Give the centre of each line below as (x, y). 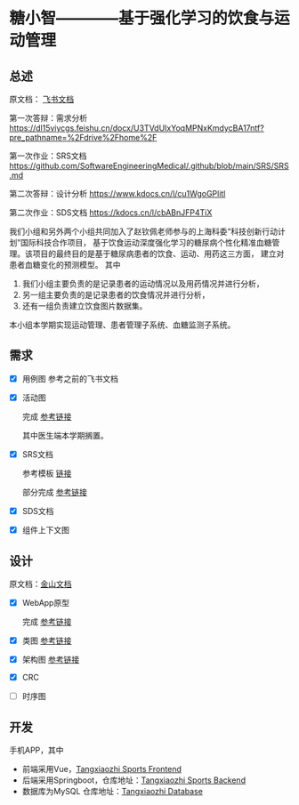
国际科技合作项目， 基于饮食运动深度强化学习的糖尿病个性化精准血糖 (147, 242)
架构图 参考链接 (51, 660)
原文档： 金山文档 (40, 584)
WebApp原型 (45, 602)
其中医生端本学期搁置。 (65, 435)
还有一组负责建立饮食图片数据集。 (85, 306)
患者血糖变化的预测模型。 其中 (65, 265)
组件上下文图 (45, 530)
